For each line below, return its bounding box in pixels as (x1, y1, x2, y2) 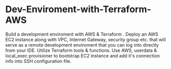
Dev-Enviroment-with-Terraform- (5, 4, 151, 15)
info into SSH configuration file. (5, 58, 72, 64)
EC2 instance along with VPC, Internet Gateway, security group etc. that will (5, 37, 166, 43)
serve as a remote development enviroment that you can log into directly (5, 42, 159, 48)
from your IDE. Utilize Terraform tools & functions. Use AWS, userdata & (5, 47, 157, 53)
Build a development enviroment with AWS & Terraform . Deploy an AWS (5, 31, 159, 37)
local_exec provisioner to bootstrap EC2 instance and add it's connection (5, 52, 160, 59)
